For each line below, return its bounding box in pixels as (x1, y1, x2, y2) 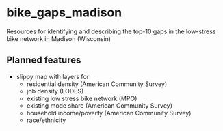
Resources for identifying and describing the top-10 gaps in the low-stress (6, 27, 216, 35)
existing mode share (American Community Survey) (26, 101, 172, 110)
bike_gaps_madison (6, 5, 122, 20)
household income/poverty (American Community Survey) (26, 108, 192, 117)
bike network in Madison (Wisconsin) (6, 34, 111, 42)
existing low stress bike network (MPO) (26, 94, 137, 102)
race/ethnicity (26, 116, 66, 124)
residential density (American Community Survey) (26, 80, 168, 88)
